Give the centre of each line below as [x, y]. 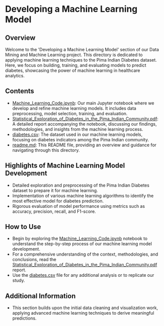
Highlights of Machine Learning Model [65, 166]
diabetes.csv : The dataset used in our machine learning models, [77, 134]
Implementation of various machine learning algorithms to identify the [83, 196]
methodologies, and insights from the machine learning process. [78, 129]
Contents [20, 91]
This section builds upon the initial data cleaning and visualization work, [85, 308]
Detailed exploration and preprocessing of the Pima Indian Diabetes [81, 185]
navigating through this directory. [46, 150]
